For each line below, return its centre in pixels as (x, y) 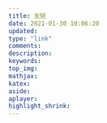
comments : (25, 46)
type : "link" (30, 38)
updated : (23, 31)
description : (30, 53)
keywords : (25, 61)
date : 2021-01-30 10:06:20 (54, 23)
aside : (19, 91)
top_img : (23, 69)
